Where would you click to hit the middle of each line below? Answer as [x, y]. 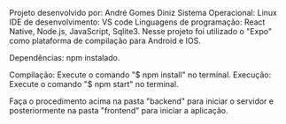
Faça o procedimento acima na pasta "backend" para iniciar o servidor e [142, 101]
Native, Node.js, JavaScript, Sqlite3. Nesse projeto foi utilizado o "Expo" [141, 31]
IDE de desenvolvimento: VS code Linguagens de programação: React [137, 22]
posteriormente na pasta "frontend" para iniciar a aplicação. [119, 110]
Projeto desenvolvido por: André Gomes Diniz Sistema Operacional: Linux [143, 13]
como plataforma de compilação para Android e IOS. [105, 40]
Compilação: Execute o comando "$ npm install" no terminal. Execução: [140, 75]
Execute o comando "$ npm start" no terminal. [94, 84]
